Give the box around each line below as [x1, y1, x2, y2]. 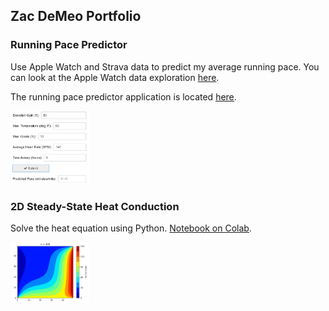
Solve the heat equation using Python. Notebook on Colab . [10, 222, 252, 234]
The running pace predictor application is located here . [10, 90, 237, 103]
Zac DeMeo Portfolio [10, 8, 142, 25]
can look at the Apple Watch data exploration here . [10, 71, 220, 83]
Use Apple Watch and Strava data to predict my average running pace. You [10, 60, 320, 73]
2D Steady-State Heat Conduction [10, 199, 180, 213]
